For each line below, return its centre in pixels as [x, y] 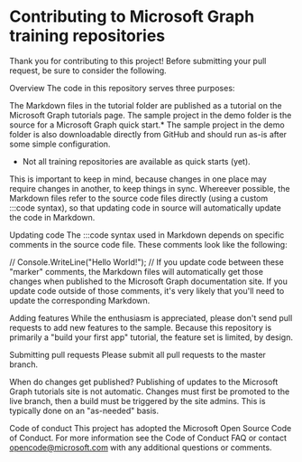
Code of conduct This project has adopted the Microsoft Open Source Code [151, 428]
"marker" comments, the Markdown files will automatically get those [137, 271]
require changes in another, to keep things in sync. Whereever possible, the [150, 188]
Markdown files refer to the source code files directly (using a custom [139, 198]
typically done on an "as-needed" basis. [84, 410]
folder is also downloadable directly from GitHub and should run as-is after [148, 134]
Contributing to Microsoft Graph [132, 17]
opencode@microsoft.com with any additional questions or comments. [141, 447]
